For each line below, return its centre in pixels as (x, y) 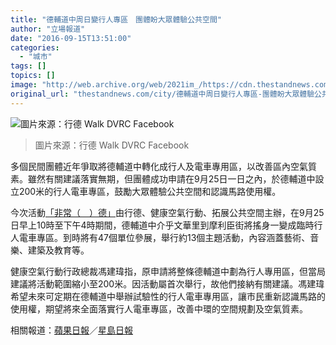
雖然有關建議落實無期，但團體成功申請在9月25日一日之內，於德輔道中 (171, 178)
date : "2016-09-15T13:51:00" (71, 38)
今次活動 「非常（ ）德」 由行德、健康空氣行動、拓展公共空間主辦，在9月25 (167, 212)
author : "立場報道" (48, 29)
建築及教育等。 (58, 250)
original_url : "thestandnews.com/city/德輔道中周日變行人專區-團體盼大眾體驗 (162, 94)
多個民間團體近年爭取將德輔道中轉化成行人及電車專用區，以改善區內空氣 (159, 166)
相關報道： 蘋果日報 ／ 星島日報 (71, 330)
